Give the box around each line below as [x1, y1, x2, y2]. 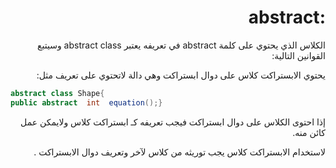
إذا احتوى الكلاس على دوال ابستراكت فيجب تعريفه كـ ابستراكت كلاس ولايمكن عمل [20, 116, 326, 128]
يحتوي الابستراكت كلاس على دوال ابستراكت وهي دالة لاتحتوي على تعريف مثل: [36, 69, 326, 81]
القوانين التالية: [271, 49, 326, 61]
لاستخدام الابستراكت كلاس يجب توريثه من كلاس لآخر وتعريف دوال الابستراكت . [33, 146, 326, 158]
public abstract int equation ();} [10, 97, 163, 108]
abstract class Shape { [10, 88, 105, 98]
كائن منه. [292, 126, 326, 138]
